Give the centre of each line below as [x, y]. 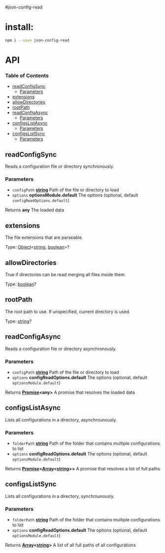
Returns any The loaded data [35, 210]
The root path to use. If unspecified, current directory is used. [68, 312]
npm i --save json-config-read [37, 40]
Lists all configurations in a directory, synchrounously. [60, 496]
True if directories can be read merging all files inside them [65, 275]
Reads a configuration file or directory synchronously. [60, 166]
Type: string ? [18, 321]
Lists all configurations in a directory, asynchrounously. [61, 419]
